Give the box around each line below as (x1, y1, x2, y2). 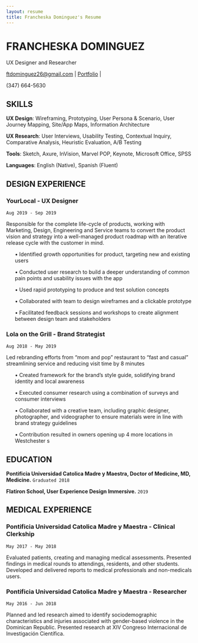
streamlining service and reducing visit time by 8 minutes (6, 360, 145, 367)
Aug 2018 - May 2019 (6, 343, 57, 349)
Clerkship (6, 530, 35, 538)
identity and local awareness (14, 378, 85, 385)
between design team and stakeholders (14, 315, 111, 322)
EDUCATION (6, 454, 52, 465)
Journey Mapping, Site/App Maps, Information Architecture (6, 121, 150, 128)
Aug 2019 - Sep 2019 (6, 210, 57, 216)
